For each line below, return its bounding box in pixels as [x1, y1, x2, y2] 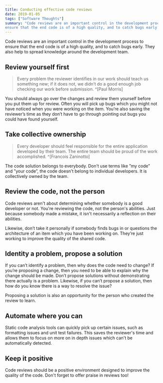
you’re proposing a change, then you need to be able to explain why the [5, 268, 149, 274]
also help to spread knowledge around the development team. [5, 49, 130, 55]
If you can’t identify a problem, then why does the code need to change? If [5, 262, 154, 268]
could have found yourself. [5, 116, 59, 122]
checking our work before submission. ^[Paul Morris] [16, 86, 123, 92]
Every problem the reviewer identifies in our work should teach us [16, 76, 149, 82]
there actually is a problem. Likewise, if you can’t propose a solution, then [5, 278, 152, 284]
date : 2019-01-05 [5, 12, 40, 17]
